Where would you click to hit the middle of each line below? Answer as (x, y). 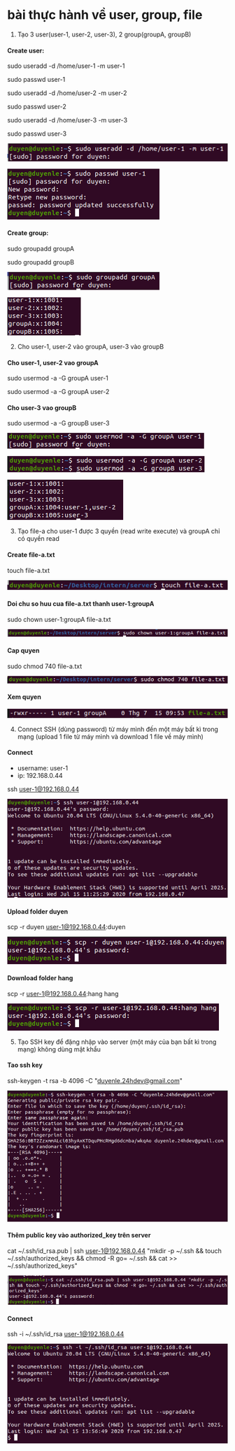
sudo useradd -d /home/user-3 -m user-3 (67, 120)
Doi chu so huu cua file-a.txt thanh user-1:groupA (81, 603)
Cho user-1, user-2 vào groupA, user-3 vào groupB (91, 347)
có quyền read (38, 539)
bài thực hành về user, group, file (105, 15)
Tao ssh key (25, 1065)
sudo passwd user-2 (37, 107)
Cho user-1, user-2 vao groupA (53, 362)
